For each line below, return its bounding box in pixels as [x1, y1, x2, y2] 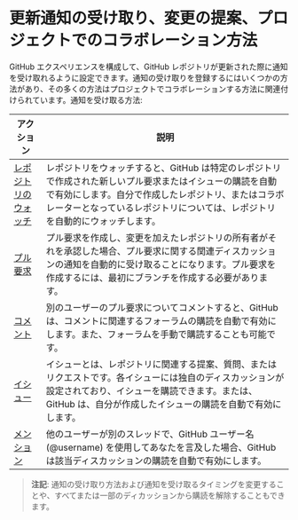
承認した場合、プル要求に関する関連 [63, 245, 216, 257]
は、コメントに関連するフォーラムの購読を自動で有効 [45, 314, 268, 327]
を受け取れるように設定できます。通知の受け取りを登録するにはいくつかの [9, 72, 281, 83]
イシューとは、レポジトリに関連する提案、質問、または [45, 358, 278, 370]
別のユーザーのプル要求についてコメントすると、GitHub [45, 301, 279, 313]
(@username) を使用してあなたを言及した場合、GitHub [45, 441, 277, 453]
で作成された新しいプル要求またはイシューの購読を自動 [45, 175, 278, 187]
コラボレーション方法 [102, 30, 258, 51]
